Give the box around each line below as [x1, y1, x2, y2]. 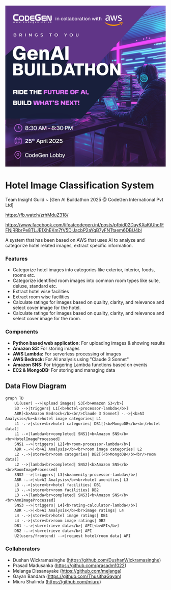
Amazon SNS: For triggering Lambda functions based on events [12, 362, 148, 368]
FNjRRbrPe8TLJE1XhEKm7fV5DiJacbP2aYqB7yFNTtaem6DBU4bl [5, 227, 142, 233]
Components [5, 328, 38, 336]
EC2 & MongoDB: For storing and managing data [12, 367, 116, 373]
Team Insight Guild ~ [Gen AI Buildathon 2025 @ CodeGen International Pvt [5, 196, 164, 202]
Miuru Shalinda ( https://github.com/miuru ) [12, 578, 101, 584]
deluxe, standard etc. [12, 283, 58, 289]
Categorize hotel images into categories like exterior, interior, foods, [12, 267, 155, 273]
